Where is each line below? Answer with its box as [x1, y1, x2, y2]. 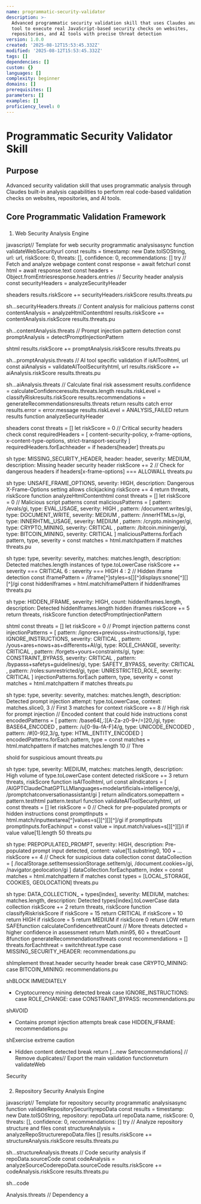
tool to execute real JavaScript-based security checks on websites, [11, 25, 188, 32]
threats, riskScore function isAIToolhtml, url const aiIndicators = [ [6, 778, 167, 785]
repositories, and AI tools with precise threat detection [11, 31, 162, 37]
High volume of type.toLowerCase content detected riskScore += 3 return [6, 772, 188, 779]
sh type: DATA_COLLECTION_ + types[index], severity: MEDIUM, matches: [6, 890, 190, 897]
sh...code [6, 1179, 29, 1187]
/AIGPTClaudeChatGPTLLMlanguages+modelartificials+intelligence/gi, [6, 784, 181, 791]
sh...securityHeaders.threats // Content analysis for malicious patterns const [6, 302, 194, 310]
